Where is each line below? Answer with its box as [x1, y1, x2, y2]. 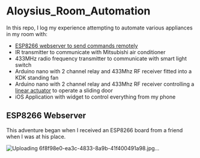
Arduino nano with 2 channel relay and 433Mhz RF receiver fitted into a [14, 67, 192, 74]
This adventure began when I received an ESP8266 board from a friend [6, 126, 183, 133]
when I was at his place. [6, 133, 66, 140]
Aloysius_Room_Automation [6, 4, 151, 18]
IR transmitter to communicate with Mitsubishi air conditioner [14, 48, 166, 55]
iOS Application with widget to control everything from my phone [14, 93, 176, 100]
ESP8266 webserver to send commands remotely [14, 42, 138, 49]
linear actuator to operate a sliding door [14, 87, 113, 94]
